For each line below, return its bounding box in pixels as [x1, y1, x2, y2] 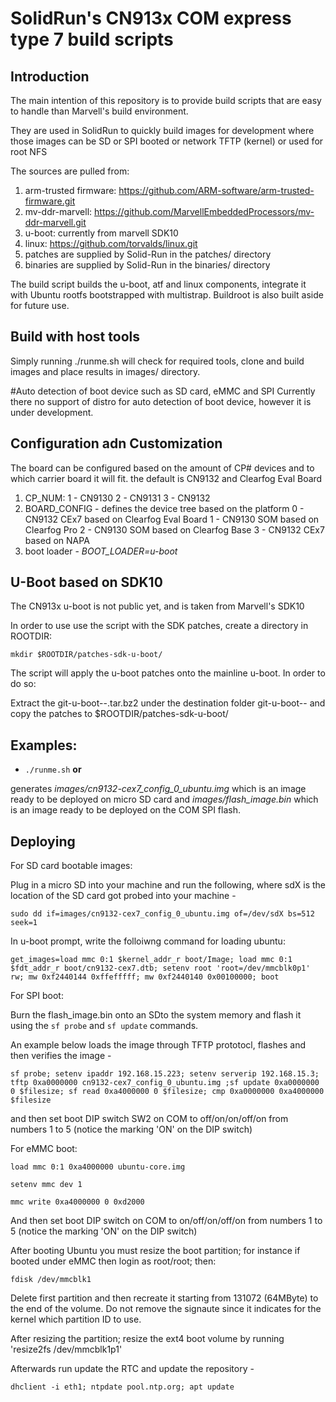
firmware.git [24, 195, 76, 207]
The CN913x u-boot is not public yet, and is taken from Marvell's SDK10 [10, 600, 305, 612]
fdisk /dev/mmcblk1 [10, 1275, 92, 1285]
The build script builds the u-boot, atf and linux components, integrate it [10, 278, 307, 290]
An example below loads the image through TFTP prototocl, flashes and [10, 1039, 306, 1051]
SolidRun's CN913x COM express [10, 7, 292, 30]
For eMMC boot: [10, 1143, 78, 1155]
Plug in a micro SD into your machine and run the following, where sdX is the [10, 879, 326, 891]
